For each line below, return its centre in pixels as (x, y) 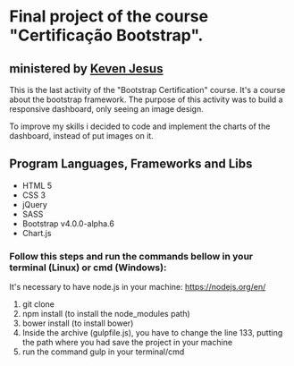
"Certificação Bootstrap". (106, 35)
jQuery (34, 204)
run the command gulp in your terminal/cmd (103, 352)
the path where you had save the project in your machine (127, 343)
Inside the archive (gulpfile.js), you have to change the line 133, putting (152, 333)
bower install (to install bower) (78, 323)
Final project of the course (109, 17)
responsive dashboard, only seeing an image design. (106, 109)
